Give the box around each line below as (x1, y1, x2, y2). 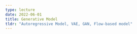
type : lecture (5, 7, 36, 12)
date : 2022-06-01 (5, 12, 42, 17)
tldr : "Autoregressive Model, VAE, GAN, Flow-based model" (5, 21, 133, 26)
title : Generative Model (5, 16, 58, 21)
